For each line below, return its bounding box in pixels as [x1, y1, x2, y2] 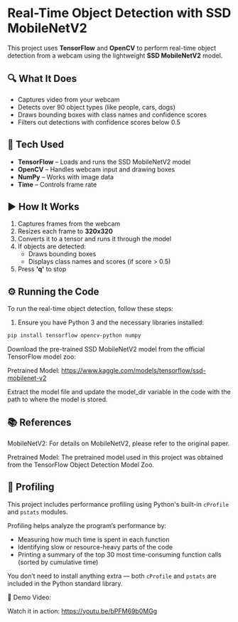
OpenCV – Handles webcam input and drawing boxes [17, 165, 175, 174]
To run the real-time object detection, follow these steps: [7, 305, 174, 313]
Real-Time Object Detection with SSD [7, 5, 232, 21]
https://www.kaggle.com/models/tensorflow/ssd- [61, 367, 206, 375]
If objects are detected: [17, 242, 87, 251]
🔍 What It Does [7, 73, 77, 85]
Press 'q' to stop [17, 265, 67, 273]
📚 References [7, 416, 72, 428]
